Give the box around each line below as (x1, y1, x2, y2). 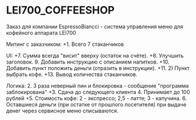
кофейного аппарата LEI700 (6, 29, 77, 36)
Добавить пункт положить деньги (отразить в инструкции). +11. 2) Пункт (6, 64, 190, 71)
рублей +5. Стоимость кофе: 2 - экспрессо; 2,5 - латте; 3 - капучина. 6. (6, 95, 187, 102)
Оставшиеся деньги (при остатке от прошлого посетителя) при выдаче (6, 101, 187, 108)
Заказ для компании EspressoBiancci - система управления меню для (6, 23, 184, 30)
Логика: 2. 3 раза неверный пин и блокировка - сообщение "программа (6, 82, 189, 89)
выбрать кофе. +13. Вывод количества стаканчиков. (6, 71, 138, 78)
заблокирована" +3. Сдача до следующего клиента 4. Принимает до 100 (6, 88, 190, 95)
